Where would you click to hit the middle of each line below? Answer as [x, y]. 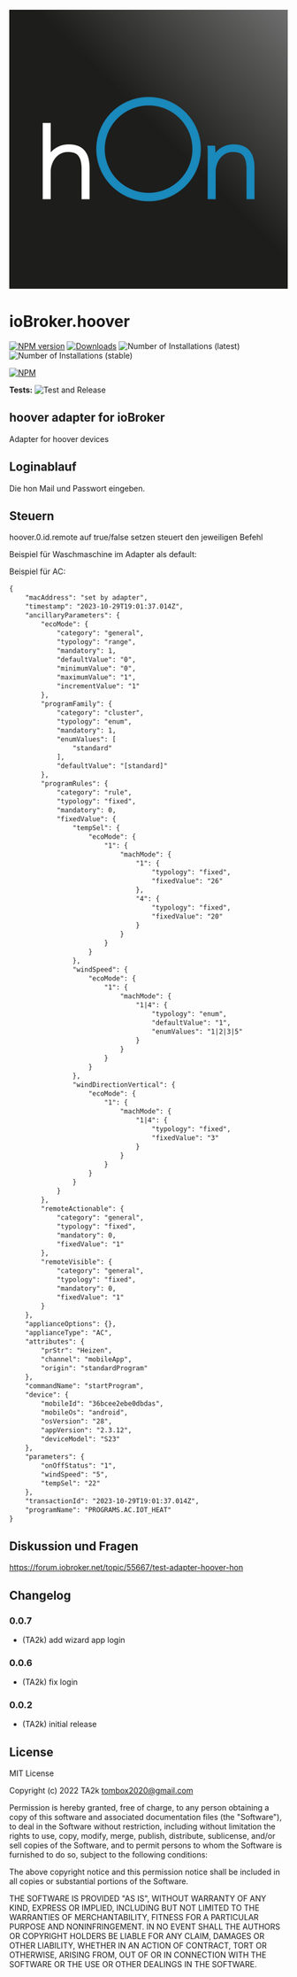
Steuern [32, 516]
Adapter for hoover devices [59, 438]
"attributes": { [55, 1342]
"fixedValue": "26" [187, 881]
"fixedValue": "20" [187, 917]
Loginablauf [43, 467]
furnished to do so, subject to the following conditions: [108, 1855]
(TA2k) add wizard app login [73, 1640]
